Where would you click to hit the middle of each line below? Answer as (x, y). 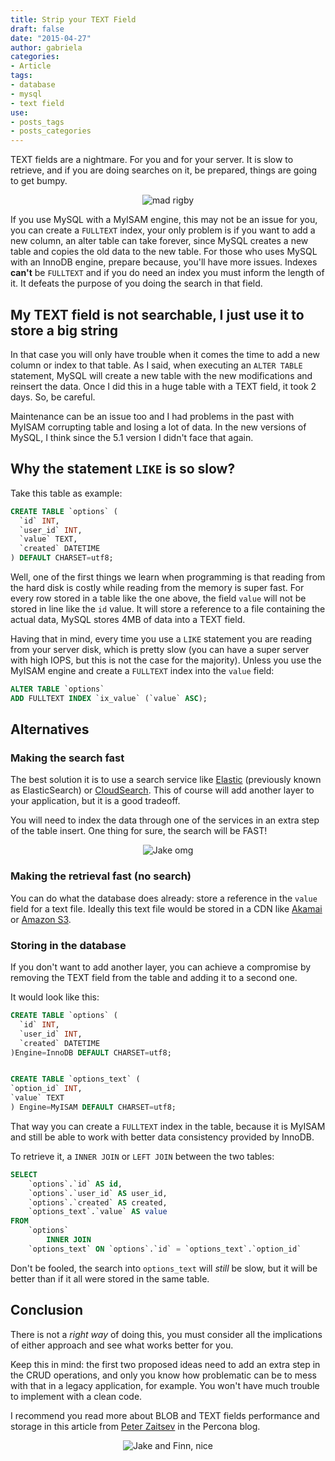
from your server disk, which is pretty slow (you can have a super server (160, 649)
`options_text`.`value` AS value (98, 1212)
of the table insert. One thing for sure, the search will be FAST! (139, 831)
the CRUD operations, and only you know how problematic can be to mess (164, 1375)
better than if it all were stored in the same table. (110, 1278)
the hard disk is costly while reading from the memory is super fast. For (157, 587)
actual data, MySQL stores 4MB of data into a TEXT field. (128, 619)
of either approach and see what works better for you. (122, 1345)
